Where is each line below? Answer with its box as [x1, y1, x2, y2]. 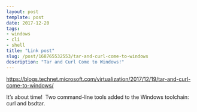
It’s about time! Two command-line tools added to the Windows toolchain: [6, 93, 190, 101]
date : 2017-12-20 [6, 20, 50, 26]
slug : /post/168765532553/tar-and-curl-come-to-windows [6, 53, 148, 59]
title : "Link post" [6, 48, 55, 54]
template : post [6, 14, 44, 20]
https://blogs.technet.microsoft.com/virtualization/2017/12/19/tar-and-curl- [6, 75, 191, 83]
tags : [6, 25, 20, 32]
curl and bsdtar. [6, 99, 46, 107]
